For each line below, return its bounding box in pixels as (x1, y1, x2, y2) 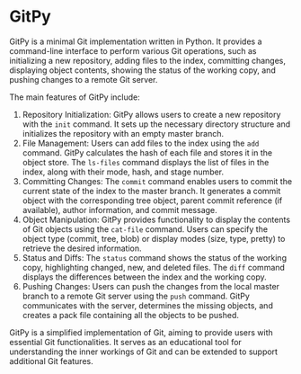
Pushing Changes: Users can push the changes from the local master (22, 280, 280, 291)
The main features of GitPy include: (9, 92, 141, 102)
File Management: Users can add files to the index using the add (22, 138, 260, 148)
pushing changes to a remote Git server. (9, 74, 158, 85)
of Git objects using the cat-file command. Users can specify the (22, 223, 268, 235)
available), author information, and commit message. (22, 204, 217, 215)
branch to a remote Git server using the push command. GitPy (22, 290, 250, 301)
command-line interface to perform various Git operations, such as (9, 45, 257, 56)
